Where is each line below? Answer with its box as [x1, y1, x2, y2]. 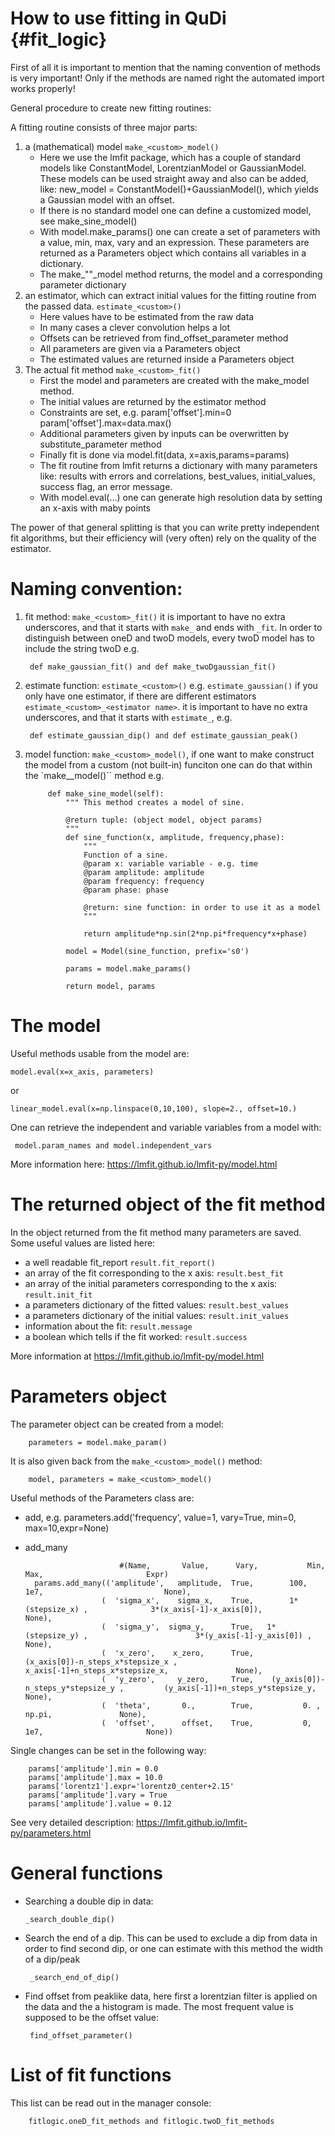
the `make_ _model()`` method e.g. [24, 769, 165, 781]
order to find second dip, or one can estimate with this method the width [24, 1942, 324, 1954]
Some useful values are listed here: [10, 1237, 156, 1249]
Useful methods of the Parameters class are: [10, 1492, 195, 1504]
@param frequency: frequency [83, 876, 205, 886]
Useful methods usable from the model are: [10, 1047, 190, 1059]
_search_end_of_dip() [29, 1972, 120, 1982]
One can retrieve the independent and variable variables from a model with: [10, 1121, 322, 1133]
